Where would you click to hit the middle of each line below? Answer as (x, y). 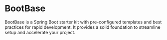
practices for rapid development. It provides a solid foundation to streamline (83, 27)
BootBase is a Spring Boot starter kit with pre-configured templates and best (83, 22)
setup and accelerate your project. (40, 32)
